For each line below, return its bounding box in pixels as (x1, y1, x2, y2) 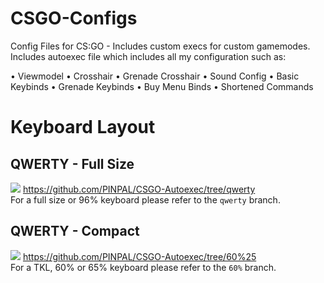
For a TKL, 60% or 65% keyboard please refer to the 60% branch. (10, 261, 277, 273)
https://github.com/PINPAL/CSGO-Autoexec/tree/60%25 (22, 250, 257, 262)
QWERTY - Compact (10, 223, 140, 240)
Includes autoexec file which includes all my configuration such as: (10, 50, 287, 62)
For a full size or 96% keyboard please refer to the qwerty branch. (10, 193, 281, 206)
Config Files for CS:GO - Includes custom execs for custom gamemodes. (10, 40, 311, 52)
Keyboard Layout (10, 116, 156, 139)
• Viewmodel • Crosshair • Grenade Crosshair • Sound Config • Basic (10, 70, 300, 82)
